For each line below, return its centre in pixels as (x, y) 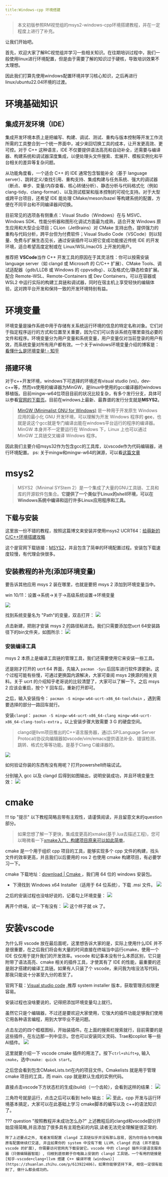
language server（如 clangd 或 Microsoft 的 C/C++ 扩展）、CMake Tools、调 (83, 263)
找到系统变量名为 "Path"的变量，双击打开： (50, 615)
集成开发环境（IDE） (37, 124)
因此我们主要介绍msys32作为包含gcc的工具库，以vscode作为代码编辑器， (82, 446)
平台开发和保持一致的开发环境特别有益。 (68, 288)
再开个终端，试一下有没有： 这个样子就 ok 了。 (56, 906)
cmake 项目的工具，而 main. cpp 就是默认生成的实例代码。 (66, 1077)
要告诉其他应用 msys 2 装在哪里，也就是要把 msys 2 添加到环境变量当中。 (82, 584)
